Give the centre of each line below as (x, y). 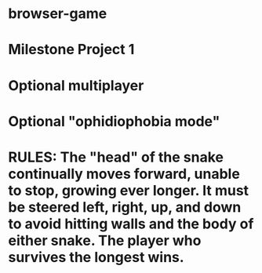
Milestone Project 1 (71, 50)
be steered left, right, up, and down (125, 207)
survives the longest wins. (96, 257)
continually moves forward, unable (124, 174)
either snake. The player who (105, 240)
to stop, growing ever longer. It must (129, 190)
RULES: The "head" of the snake (116, 157)
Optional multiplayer (76, 85)
